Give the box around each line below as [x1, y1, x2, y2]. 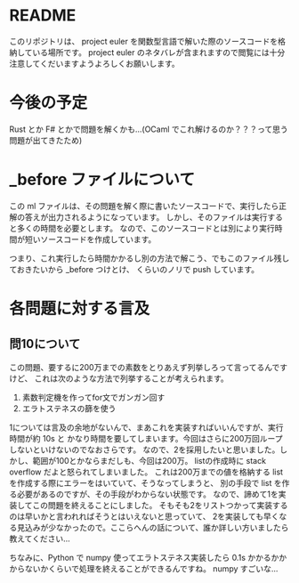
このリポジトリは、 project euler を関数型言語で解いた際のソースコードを [9, 36, 279, 46]
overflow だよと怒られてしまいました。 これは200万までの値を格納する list [9, 466, 283, 477]
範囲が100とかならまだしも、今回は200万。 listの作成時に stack [32, 455, 267, 466]
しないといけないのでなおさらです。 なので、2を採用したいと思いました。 [9, 444, 280, 455]
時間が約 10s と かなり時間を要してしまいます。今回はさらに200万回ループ [9, 433, 283, 443]
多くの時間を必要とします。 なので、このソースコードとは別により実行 [16, 223, 275, 233]
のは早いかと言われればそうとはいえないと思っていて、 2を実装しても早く [9, 511, 279, 522]
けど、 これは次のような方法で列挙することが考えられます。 [9, 373, 229, 384]
